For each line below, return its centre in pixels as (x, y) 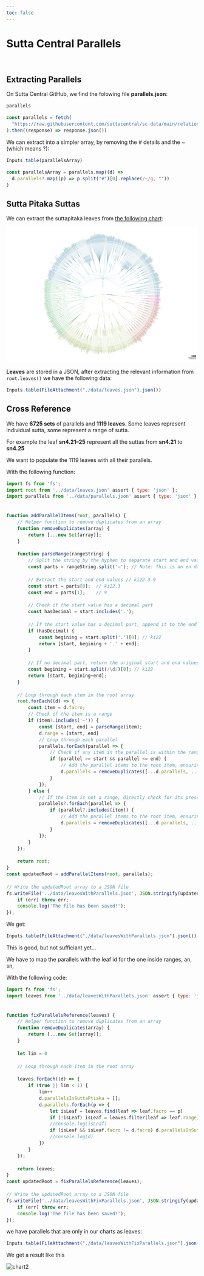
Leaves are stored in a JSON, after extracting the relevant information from (100, 372)
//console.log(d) (72, 1137)
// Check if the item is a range (70, 714)
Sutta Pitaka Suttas (43, 204)
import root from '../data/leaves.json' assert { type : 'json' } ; (92, 490)
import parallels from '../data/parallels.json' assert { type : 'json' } (102, 497)
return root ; (34, 861)
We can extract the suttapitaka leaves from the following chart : (85, 219)
